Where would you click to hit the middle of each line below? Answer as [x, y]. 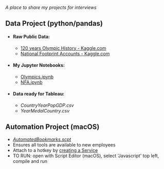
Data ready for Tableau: [39, 94]
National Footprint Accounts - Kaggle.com [65, 53]
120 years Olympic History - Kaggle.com [63, 48]
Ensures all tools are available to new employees [64, 145]
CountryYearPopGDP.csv [47, 105]
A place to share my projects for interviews [51, 7]
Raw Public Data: [31, 36]
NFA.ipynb [31, 82]
